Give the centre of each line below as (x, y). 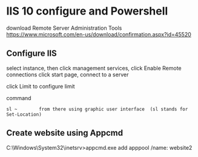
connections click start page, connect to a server (68, 75)
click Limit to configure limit (41, 86)
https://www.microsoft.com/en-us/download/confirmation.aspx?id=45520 (99, 34)
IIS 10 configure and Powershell (87, 11)
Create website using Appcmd (64, 133)
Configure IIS (32, 54)
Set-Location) (24, 114)
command (19, 98)
